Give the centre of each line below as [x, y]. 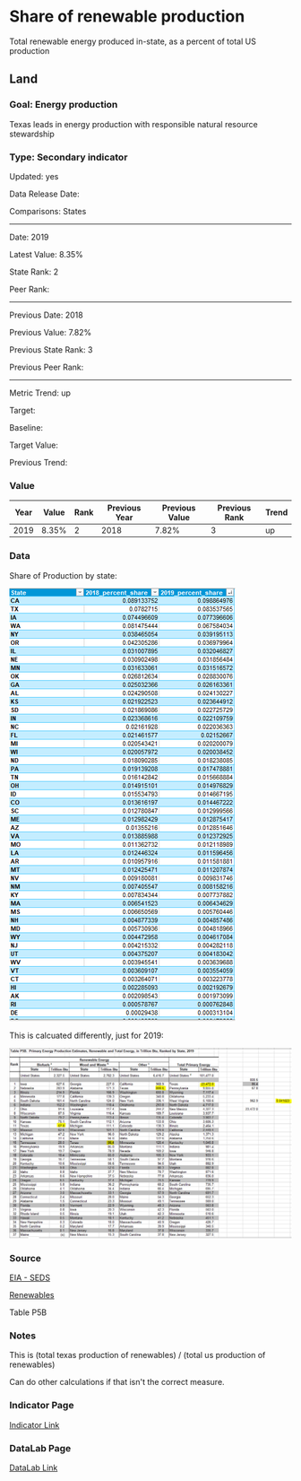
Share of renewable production [127, 17]
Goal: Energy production [64, 105]
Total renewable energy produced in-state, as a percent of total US [133, 41]
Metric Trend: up [40, 393]
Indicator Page [42, 1406]
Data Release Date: [45, 194]
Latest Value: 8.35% [46, 254]
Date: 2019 [29, 237]
